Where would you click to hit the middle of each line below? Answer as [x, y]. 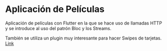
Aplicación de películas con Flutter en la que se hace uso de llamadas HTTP [83, 23]
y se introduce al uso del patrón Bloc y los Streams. [58, 28]
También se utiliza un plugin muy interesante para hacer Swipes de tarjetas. [83, 38]
